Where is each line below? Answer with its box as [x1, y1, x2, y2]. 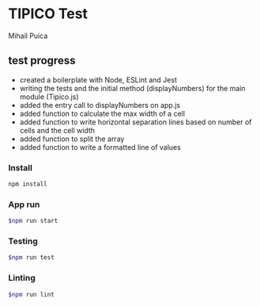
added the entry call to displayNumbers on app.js [19, 100, 180, 109]
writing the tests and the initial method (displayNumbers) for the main [19, 83, 247, 93]
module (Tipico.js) [19, 92, 79, 101]
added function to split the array [19, 134, 125, 143]
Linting [8, 273, 36, 284]
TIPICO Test [8, 5, 89, 23]
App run [8, 199, 40, 210]
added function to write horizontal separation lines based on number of [19, 117, 252, 127]
